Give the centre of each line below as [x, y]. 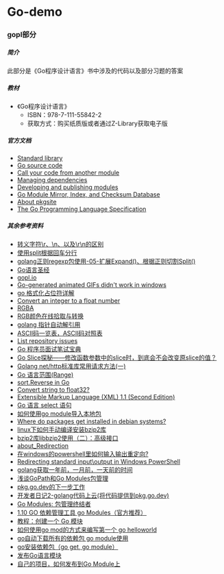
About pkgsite [37, 202]
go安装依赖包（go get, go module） [67, 547]
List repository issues [47, 340]
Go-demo [35, 12]
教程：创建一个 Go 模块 [50, 521]
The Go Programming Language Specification [82, 209]
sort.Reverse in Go [43, 382]
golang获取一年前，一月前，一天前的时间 [75, 469]
